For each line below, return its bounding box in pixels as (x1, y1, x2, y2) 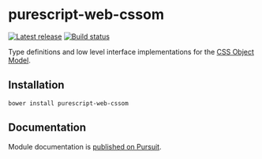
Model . (8, 55, 32, 65)
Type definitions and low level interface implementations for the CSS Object (8, 47, 255, 56)
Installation (8, 78, 65, 92)
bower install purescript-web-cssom (8, 99, 129, 108)
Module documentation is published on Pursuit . (8, 142, 162, 151)
